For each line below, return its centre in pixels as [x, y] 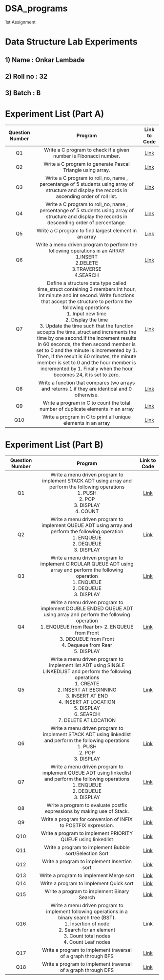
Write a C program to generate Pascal [87, 164]
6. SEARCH [87, 714]
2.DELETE [87, 263]
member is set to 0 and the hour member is [87, 363]
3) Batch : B [23, 93]
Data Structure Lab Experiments [71, 42]
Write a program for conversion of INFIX [87, 819]
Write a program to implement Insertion [87, 862]
